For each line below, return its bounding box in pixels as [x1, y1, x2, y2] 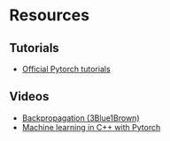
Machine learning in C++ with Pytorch [21, 122, 161, 132]
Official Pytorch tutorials [21, 63, 111, 74]
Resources [9, 5, 90, 26]
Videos [9, 89, 50, 104]
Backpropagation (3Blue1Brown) [21, 112, 140, 123]
